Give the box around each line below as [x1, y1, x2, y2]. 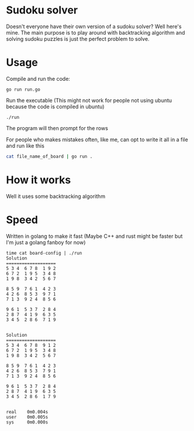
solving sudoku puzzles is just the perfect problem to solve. [6, 35, 150, 42]
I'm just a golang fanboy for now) [6, 238, 86, 246]
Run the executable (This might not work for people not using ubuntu [6, 97, 172, 104]
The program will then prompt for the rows [6, 124, 108, 132]
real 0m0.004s [6, 409, 49, 415]
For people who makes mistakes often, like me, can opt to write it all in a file [6, 136, 188, 143]
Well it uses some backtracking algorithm [6, 193, 106, 200]
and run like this [6, 142, 45, 149]
